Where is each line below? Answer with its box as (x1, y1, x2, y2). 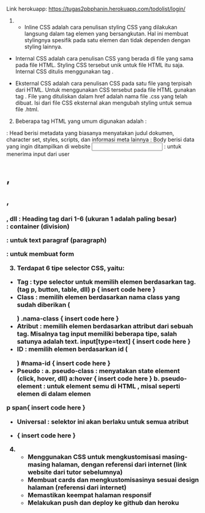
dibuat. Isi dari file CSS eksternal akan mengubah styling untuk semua (15, 99, 192, 106)
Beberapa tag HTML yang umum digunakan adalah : (15, 117, 147, 125)
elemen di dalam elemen (17, 389, 91, 398)
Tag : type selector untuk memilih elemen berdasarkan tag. (17, 278, 196, 286)
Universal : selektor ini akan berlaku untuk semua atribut (17, 417, 189, 426)
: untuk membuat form (6, 250, 75, 259)
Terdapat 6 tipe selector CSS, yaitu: (17, 264, 125, 272)
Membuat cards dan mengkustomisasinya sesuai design (27, 476, 199, 484)
